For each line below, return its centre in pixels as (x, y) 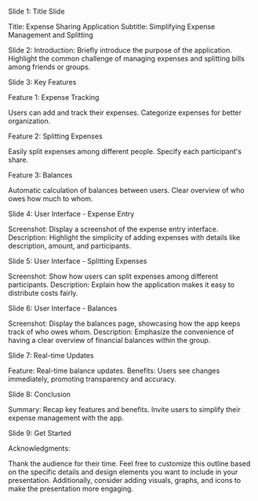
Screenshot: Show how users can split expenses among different (113, 276)
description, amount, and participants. (70, 246)
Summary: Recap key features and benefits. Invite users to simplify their (124, 409)
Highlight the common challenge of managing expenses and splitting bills (127, 59)
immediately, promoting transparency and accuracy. (92, 379)
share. (18, 160)
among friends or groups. (49, 67)
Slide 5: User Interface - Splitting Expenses (78, 261)
